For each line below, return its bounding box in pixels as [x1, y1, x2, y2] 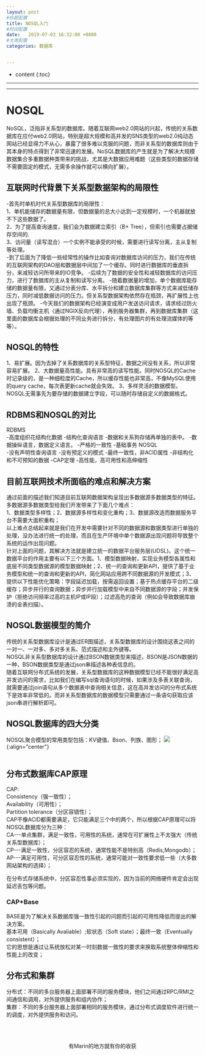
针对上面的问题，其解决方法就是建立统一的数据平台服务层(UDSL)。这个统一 [6, 547, 196, 555]
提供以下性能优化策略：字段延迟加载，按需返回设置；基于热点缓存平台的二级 [6, 578, 199, 585]
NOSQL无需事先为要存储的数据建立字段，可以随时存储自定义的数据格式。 [6, 390, 191, 397]
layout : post [6, 9, 40, 15]
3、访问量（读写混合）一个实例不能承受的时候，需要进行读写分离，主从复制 [6, 238, 197, 246]
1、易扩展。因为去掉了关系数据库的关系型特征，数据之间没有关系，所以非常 [6, 359, 196, 367]
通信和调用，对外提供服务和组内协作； [11, 996, 108, 1003]
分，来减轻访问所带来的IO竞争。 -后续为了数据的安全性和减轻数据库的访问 [6, 269, 192, 276]
